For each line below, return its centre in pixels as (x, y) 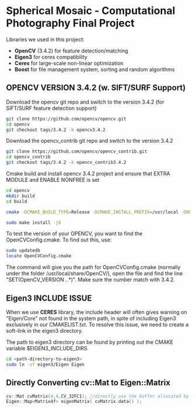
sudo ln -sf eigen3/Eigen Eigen (45, 364)
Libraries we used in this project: (45, 39)
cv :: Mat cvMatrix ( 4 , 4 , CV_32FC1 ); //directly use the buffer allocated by (98, 396)
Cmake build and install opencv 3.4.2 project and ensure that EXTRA (88, 173)
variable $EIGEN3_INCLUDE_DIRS (47, 348)
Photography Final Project (70, 23)
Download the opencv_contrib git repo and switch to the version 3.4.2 (90, 141)
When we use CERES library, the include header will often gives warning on (97, 312)
